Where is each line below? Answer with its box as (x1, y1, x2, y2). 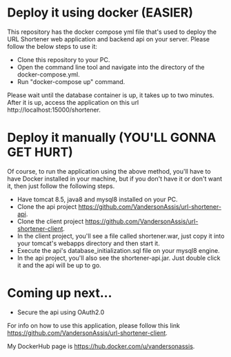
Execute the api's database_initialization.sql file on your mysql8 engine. (17, 246, 220, 254)
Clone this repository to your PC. (17, 55, 110, 63)
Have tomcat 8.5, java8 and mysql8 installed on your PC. (17, 195, 178, 203)
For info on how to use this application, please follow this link (7, 321, 181, 329)
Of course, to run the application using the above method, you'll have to (7, 167, 212, 175)
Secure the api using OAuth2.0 (17, 308, 105, 316)
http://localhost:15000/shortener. (7, 105, 101, 114)
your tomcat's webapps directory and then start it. (17, 239, 160, 247)
